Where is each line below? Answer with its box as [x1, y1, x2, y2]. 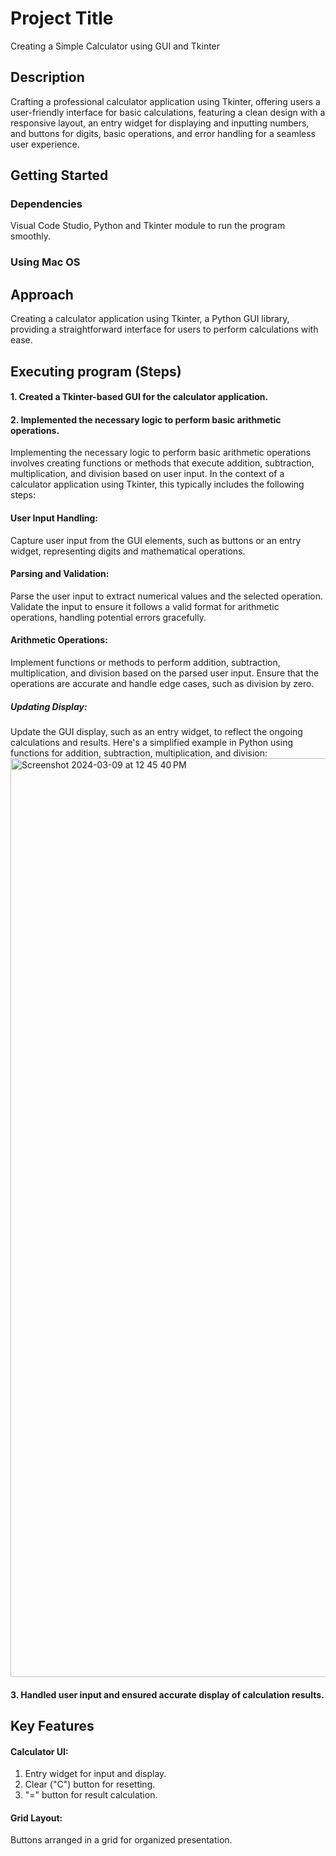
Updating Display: [10, 700, 88, 712]
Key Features [10, 1717, 95, 1734]
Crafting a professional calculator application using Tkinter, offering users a [10, 95, 321, 107]
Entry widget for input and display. [24, 1768, 167, 1780]
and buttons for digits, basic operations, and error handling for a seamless [10, 127, 316, 139]
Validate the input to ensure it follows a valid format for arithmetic [10, 600, 280, 612]
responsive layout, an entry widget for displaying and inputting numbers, [10, 117, 310, 129]
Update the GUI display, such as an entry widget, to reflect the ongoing [10, 725, 303, 737]
